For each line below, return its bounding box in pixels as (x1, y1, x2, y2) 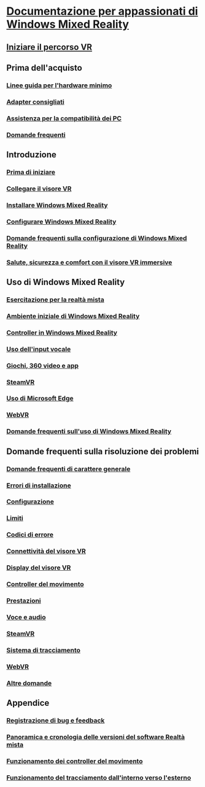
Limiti (6, 514, 23, 523)
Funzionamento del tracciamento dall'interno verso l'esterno (6, 773, 191, 781)
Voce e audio (6, 613, 46, 621)
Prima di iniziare (6, 168, 56, 176)
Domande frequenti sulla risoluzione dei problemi (6, 446, 199, 456)
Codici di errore (6, 530, 54, 539)
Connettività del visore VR (6, 547, 86, 555)
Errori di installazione (6, 481, 72, 490)
